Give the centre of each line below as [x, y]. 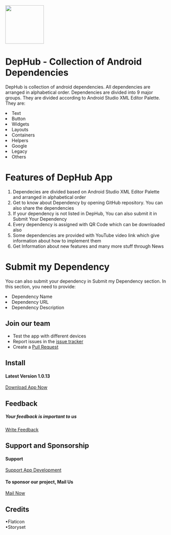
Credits [17, 509]
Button [19, 118]
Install [15, 363]
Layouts [20, 129]
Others [19, 156]
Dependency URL [30, 302]
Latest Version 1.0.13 [28, 376]
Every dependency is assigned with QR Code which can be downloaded [89, 224]
